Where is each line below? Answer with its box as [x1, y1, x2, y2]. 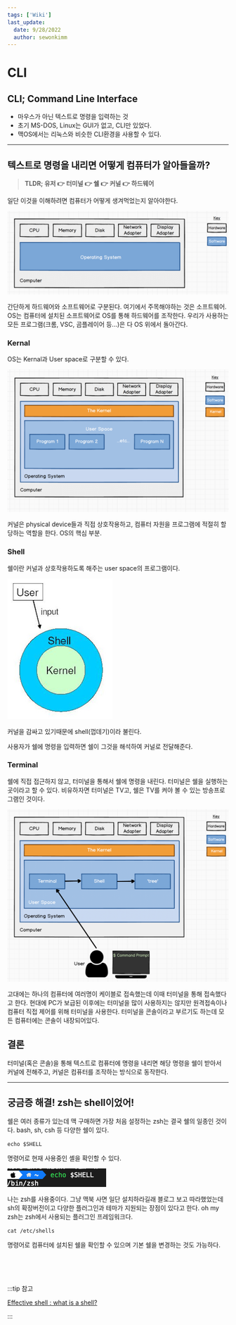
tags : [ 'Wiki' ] [7, 11, 52, 18]
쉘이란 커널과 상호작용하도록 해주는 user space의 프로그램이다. [7, 564, 181, 572]
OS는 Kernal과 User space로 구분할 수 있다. [7, 355, 129, 363]
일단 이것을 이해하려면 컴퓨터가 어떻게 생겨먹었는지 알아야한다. [7, 197, 178, 205]
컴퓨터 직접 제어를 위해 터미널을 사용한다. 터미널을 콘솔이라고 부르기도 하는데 [7, 1007, 218, 1016]
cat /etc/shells [7, 1227, 55, 1234]
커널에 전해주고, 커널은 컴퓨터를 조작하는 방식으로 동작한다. [7, 1067, 169, 1076]
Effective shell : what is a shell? [7, 1298, 98, 1307]
